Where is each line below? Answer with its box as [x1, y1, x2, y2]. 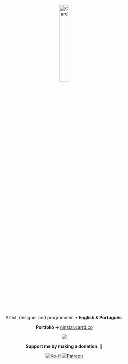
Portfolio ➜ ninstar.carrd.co [36, 324, 93, 330]
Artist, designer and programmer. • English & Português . [5, 315, 123, 320]
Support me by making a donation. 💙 [25, 343, 103, 349]
